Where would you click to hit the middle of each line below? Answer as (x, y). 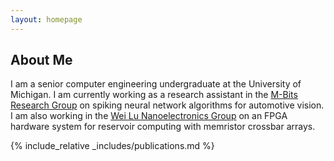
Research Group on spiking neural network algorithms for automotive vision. (167, 105)
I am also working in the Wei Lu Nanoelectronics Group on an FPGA (149, 116)
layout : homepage (46, 19)
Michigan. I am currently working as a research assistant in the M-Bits (154, 95)
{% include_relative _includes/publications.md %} (112, 146)
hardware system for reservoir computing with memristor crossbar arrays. (163, 127)
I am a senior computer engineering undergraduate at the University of (156, 84)
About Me (41, 60)
